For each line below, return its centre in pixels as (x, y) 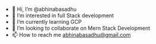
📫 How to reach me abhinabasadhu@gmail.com (71, 35)
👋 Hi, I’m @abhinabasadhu (44, 9)
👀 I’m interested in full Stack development (63, 15)
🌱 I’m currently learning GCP (47, 22)
